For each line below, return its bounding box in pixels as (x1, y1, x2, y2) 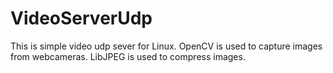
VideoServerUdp (10, 7, 153, 30)
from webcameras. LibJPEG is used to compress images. (10, 50, 246, 62)
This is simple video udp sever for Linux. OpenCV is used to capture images (10, 40, 323, 52)
